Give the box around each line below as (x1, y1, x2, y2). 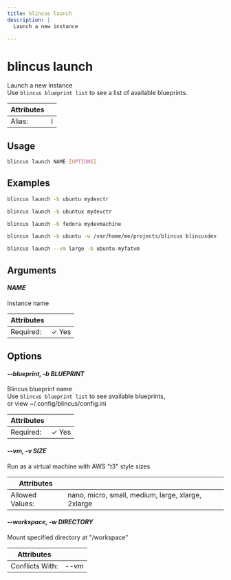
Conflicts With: (10, 561, 58, 570)
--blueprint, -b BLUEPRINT (7, 369, 85, 377)
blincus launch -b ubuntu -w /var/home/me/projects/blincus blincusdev (7, 233, 217, 240)
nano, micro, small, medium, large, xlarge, (67, 490, 201, 499)
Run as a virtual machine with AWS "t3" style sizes (7, 462, 151, 470)
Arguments (7, 265, 57, 276)
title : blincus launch (7, 10, 72, 17)
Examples (7, 177, 50, 189)
